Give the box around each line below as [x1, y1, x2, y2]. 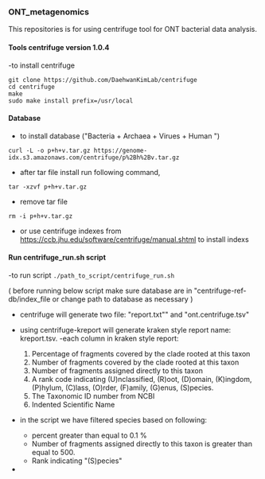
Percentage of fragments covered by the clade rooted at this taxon [31, 349, 251, 358]
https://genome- [93, 146, 148, 154]
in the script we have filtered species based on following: [19, 415, 208, 424]
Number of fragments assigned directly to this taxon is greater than [31, 438, 253, 448]
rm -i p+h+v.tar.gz [8, 212, 73, 220]
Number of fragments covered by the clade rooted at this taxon [31, 357, 240, 367]
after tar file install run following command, [19, 167, 161, 177]
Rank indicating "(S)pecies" [31, 456, 123, 465]
